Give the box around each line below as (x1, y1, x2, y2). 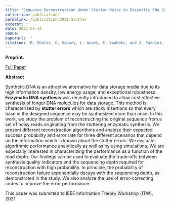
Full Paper (5, 64, 26, 70)
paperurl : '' (5, 36, 33, 41)
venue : (5, 31, 19, 36)
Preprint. (5, 54, 24, 60)
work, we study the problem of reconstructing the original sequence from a (5, 116, 162, 122)
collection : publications (5, 12, 60, 17)
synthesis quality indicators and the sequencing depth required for (5, 159, 144, 165)
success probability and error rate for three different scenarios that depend (5, 132, 162, 138)
